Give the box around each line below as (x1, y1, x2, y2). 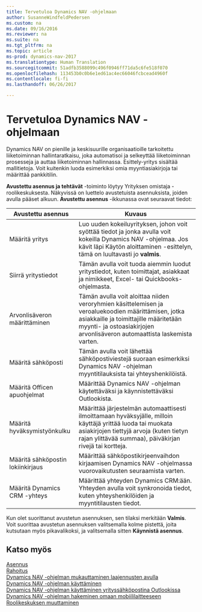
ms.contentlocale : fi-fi (6, 76, 69, 82)
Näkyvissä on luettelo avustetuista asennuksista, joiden (50, 189, 188, 196)
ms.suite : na (6, 37, 39, 43)
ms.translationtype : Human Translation (6, 59, 106, 65)
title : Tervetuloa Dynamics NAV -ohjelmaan (6, 8, 117, 15)
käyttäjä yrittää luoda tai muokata (78, 419, 173, 427)
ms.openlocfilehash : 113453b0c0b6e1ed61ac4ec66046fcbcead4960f (6, 70, 168, 76)
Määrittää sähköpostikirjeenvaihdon (78, 451, 180, 460)
